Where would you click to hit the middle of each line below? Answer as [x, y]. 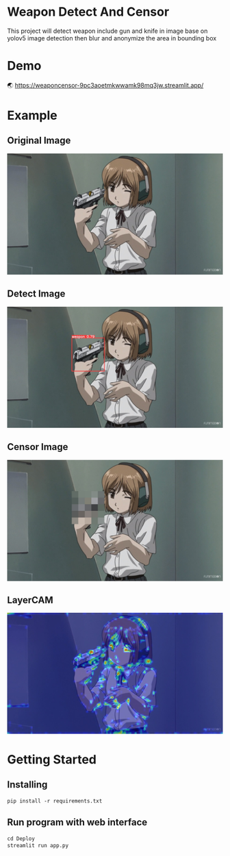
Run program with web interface [77, 822]
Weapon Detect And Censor [88, 12]
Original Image [39, 141]
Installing [27, 784]
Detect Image [36, 294]
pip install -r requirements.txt [55, 801]
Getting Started [52, 759]
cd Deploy [21, 839]
